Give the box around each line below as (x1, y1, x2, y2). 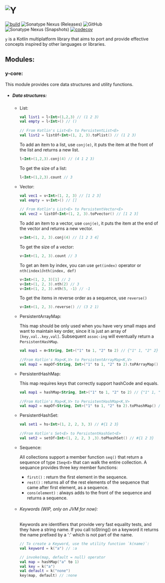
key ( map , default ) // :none (19, 573, 77, 578)
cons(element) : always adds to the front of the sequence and (27, 490, 151, 496)
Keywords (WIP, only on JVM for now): (19, 506, 98, 512)
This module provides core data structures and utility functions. (5, 81, 134, 87)
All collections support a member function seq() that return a (19, 454, 143, 460)
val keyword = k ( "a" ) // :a (19, 546, 77, 551)
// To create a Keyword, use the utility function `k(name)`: (19, 541, 150, 547)
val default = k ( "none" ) (19, 568, 71, 574)
